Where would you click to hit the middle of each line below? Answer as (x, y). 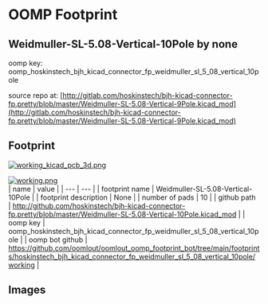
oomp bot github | (58, 240)
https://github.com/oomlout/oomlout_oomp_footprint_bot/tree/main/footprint (134, 247)
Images (27, 290)
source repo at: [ (35, 95)
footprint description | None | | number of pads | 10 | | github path (148, 197)
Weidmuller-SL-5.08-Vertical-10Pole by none (123, 44)
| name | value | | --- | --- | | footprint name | (81, 189)
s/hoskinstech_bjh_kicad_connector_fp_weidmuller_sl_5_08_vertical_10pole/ (132, 256)
